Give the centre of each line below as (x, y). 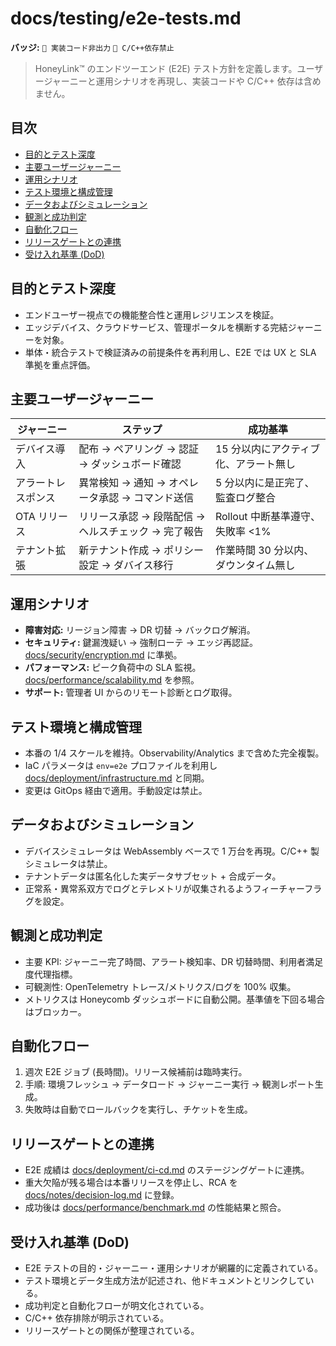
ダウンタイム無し (255, 565)
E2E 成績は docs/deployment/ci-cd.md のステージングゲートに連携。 (167, 1170)
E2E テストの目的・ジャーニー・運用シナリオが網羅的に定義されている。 (173, 1268)
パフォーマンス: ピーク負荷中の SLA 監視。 (113, 668)
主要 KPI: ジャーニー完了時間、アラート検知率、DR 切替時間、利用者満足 (174, 961)
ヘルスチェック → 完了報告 (141, 532)
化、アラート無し (255, 464)
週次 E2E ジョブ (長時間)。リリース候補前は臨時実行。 (136, 1072)
